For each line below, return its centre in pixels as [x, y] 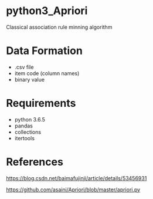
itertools [25, 138]
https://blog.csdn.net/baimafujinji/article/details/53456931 [76, 178]
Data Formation [45, 51]
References [35, 162]
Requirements [41, 103]
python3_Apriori [47, 11]
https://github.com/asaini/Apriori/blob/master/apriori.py [73, 190]
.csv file [24, 67]
